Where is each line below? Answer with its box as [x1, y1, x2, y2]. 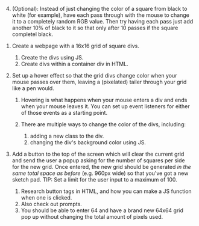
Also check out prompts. [21, 201, 83, 207]
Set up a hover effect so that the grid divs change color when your [11, 72, 177, 79]
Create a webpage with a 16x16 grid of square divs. [11, 42, 140, 49]
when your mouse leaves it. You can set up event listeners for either [21, 103, 190, 110]
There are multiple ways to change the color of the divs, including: [21, 121, 186, 128]
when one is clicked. [21, 194, 72, 201]
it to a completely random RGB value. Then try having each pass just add [11, 18, 194, 25]
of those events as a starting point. [21, 109, 107, 116]
